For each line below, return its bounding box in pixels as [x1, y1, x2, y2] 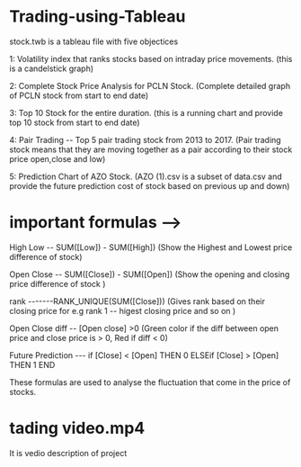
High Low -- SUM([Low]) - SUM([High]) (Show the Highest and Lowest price [9, 241, 293, 253]
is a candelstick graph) [9, 63, 94, 74]
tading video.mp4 [9, 418, 146, 438]
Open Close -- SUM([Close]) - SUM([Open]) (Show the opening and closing [9, 268, 290, 280]
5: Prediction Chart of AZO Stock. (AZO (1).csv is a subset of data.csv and [9, 171, 283, 182]
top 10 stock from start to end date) [9, 117, 141, 128]
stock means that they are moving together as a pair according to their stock [9, 144, 293, 155]
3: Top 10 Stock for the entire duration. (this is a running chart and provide [9, 107, 283, 118]
